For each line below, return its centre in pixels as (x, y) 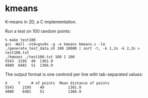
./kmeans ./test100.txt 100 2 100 (40, 57)
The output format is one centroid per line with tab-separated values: (74, 74)
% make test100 (20, 40)
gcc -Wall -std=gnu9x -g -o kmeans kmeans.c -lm (55, 44)
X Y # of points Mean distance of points (57, 83)
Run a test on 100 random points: (38, 31)
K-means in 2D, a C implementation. (41, 22)
